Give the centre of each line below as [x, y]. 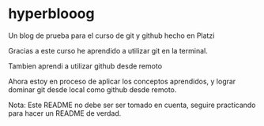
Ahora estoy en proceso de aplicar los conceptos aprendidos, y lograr [122, 81]
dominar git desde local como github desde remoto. [92, 89]
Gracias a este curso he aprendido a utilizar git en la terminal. [108, 50]
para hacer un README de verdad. [65, 113]
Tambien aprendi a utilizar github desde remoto [85, 66]
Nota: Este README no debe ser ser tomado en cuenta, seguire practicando [132, 105]
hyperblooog [51, 14]
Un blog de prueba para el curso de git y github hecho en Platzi [111, 35]
